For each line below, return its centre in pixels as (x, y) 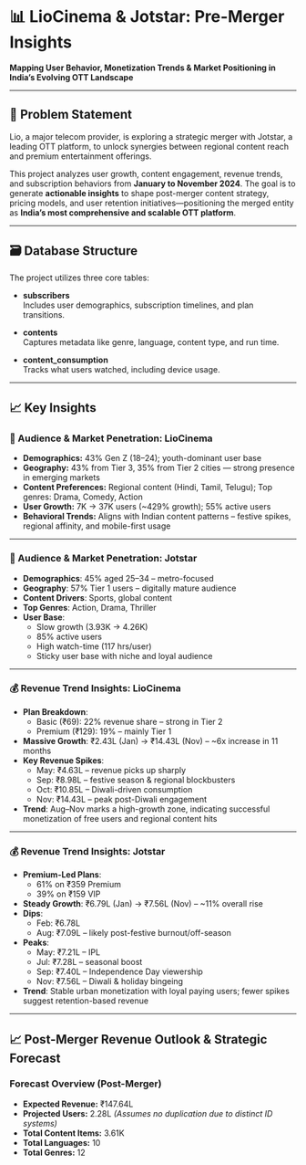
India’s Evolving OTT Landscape (71, 77)
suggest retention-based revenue (85, 1001)
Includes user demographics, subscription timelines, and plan (138, 305)
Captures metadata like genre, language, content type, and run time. (151, 341)
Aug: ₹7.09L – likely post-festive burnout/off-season (134, 933)
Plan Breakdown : (55, 711)
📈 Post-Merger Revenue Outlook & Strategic (138, 1039)
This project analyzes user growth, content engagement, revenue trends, (146, 173)
